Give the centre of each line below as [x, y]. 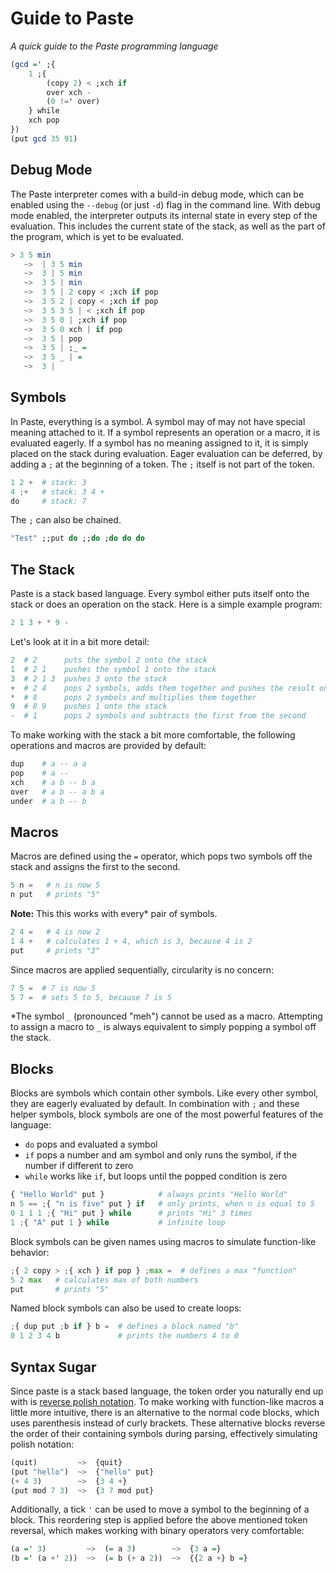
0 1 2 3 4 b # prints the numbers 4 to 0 [125, 1336]
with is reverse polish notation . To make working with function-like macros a [167, 1401]
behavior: [30, 1252]
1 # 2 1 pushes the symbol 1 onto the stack [113, 669]
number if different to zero [79, 1166]
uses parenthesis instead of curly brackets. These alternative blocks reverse [168, 1423]
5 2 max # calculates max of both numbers [104, 1280]
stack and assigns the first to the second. [95, 867]
